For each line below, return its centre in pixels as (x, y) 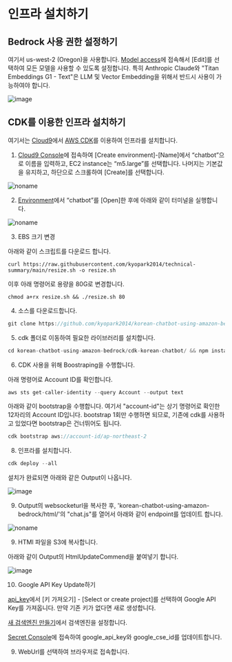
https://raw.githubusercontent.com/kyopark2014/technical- (109, 264)
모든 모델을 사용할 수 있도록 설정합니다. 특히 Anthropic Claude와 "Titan (123, 68)
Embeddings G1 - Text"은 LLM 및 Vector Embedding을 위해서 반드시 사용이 (112, 77)
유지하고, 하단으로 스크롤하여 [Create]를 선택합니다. (95, 172)
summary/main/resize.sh (42, 270)
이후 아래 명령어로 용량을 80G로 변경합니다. (66, 284)
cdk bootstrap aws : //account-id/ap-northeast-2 (77, 437)
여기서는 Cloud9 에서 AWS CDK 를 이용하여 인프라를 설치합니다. (93, 140)
